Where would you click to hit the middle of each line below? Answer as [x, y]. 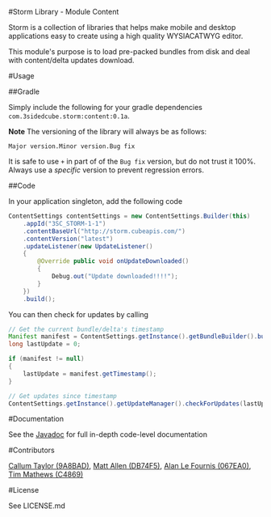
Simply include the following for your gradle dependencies [106, 107]
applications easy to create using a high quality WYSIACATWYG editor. [126, 36]
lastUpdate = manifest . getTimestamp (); [90, 374]
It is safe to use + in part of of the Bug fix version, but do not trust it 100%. [132, 161]
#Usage [21, 76]
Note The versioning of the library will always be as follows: [108, 131]
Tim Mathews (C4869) [46, 475]
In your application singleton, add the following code [96, 201]
